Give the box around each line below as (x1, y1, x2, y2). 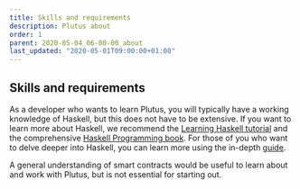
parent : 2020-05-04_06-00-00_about (9, 38, 144, 48)
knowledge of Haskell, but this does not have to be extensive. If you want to (9, 113, 292, 124)
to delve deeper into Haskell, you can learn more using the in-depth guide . (9, 141, 286, 153)
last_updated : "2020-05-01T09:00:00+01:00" (9, 47, 176, 56)
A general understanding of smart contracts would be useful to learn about (9, 159, 288, 170)
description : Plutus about (9, 22, 111, 31)
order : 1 (9, 30, 42, 39)
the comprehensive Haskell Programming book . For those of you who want (9, 132, 288, 143)
